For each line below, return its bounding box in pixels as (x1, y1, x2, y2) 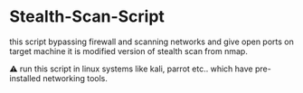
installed (9, 72, 42, 83)
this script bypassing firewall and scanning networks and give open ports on (9, 36, 294, 47)
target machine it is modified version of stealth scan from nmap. (9, 45, 249, 56)
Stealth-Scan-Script (9, 6, 166, 27)
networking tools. (43, 72, 109, 83)
